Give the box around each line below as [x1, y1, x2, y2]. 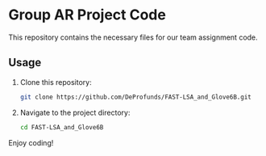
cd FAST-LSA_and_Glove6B [19, 123, 104, 131]
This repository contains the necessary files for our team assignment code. [8, 32, 258, 42]
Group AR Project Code [8, 6, 167, 24]
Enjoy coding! [8, 137, 54, 147]
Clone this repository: [19, 77, 92, 86]
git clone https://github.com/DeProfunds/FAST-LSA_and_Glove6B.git [19, 93, 251, 101]
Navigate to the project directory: [19, 108, 131, 117]
